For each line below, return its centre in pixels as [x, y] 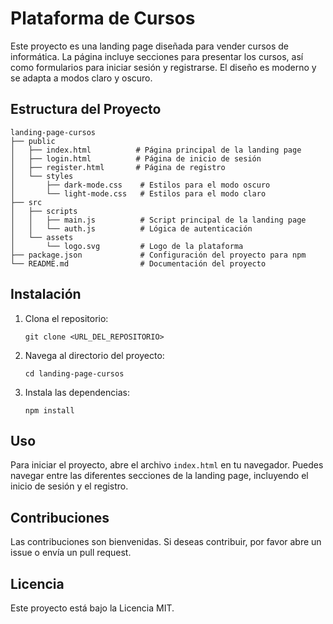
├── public [33, 141]
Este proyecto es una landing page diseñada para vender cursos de [150, 46]
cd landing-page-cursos [74, 373]
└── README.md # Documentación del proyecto [138, 263]
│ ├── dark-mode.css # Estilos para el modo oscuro [140, 185]
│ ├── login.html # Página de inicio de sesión [136, 158]
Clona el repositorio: [66, 318]
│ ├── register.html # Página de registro [118, 167]
